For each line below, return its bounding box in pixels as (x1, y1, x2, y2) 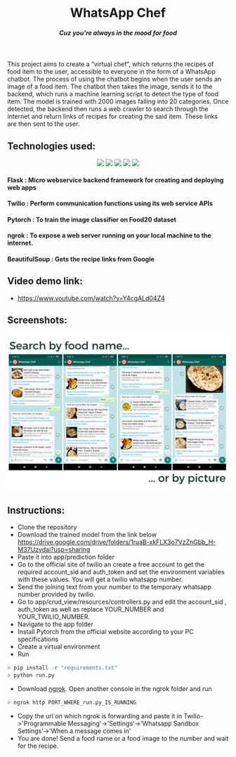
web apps (7, 183, 37, 191)
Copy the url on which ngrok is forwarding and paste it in (17, 711, 183, 720)
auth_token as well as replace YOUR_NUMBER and (17, 605, 164, 614)
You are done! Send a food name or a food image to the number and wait (17, 734, 229, 742)
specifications (17, 635, 58, 644)
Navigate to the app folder (17, 620, 93, 628)
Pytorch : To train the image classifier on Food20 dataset (7, 215, 177, 224)
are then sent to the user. (7, 119, 80, 128)
